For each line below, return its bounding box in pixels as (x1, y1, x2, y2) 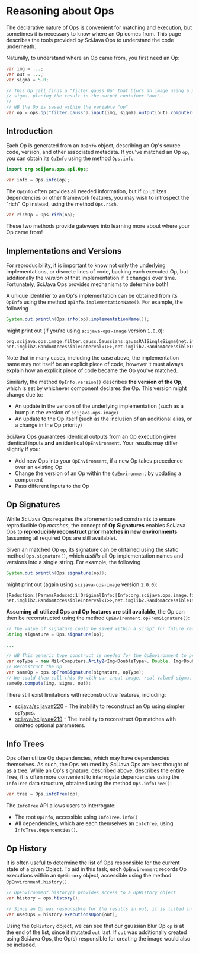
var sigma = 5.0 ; (6, 77, 49, 83)
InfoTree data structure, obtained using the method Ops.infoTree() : (6, 780, 172, 787)
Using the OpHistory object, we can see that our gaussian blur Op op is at (6, 922, 184, 929)
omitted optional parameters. (14, 721, 86, 729)
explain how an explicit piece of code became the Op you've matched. (6, 367, 178, 374)
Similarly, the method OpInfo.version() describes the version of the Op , (6, 379, 183, 386)
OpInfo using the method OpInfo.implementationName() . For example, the (6, 298, 184, 306)
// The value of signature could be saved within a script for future (6, 625, 184, 631)
